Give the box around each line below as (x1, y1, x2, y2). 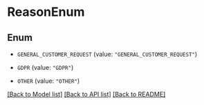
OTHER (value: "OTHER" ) (17, 77, 80, 85)
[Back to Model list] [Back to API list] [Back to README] (7, 90, 166, 98)
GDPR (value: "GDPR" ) (17, 64, 74, 71)
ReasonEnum (7, 4, 85, 20)
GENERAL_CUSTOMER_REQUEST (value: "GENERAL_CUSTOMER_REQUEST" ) (17, 50, 198, 58)
